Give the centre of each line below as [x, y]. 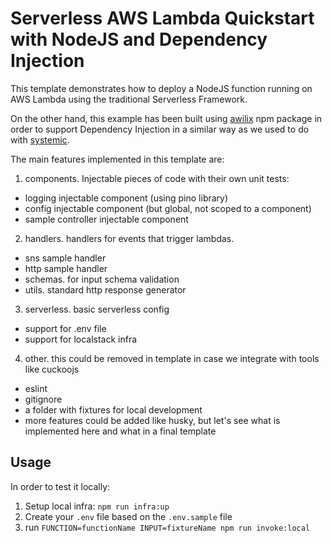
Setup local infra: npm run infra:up [97, 506]
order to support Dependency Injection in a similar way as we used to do [160, 129]
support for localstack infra [81, 339]
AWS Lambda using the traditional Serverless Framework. [129, 99]
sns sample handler [65, 258]
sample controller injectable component [106, 219]
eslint [36, 388]
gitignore [43, 399]
